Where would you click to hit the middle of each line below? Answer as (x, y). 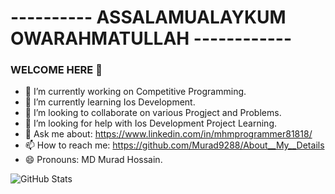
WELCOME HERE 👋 (56, 70)
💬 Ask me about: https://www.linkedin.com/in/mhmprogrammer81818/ (168, 134)
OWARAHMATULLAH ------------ (151, 38)
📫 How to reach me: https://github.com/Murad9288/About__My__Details (174, 145)
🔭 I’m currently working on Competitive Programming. (135, 92)
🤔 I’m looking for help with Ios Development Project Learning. (151, 123)
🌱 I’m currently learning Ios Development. (110, 102)
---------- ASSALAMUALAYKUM (148, 17)
